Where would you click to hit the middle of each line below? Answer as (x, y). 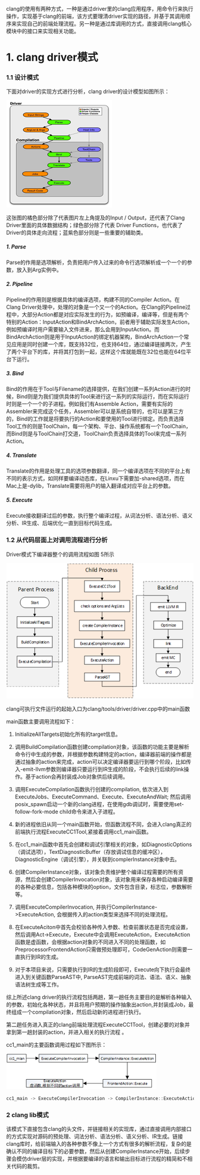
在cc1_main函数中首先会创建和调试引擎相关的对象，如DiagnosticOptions (103, 844)
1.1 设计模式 (23, 77)
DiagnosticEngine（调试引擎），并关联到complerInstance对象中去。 (97, 859)
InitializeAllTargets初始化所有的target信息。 (68, 734)
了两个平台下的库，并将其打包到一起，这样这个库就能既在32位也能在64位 (96, 352)
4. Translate (21, 455)
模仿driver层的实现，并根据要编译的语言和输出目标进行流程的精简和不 (102, 1159)
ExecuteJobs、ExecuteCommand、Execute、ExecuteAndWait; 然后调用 (103, 797)
